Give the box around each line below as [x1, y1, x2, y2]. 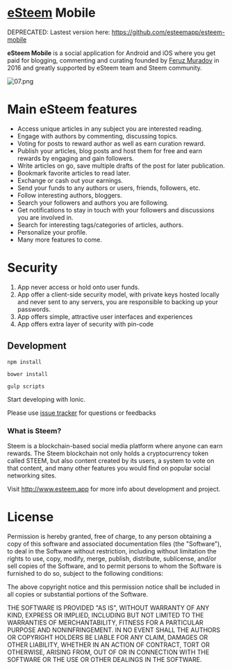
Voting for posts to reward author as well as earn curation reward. [17, 139, 206, 148]
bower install [7, 370, 49, 377]
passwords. [17, 305, 51, 313]
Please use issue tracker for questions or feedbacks [7, 409, 156, 417]
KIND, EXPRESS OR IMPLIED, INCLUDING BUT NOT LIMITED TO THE [7, 611, 204, 619]
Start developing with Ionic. [7, 395, 85, 403]
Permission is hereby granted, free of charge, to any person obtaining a [7, 532, 212, 540]
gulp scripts [7, 383, 45, 390]
